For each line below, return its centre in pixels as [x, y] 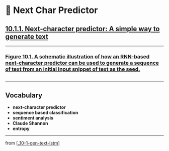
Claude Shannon [30, 123]
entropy [21, 129]
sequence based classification [45, 113]
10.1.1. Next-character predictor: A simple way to [82, 29]
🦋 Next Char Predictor [52, 10]
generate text [27, 36]
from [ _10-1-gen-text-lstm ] [33, 143]
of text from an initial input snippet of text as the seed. [73, 69]
